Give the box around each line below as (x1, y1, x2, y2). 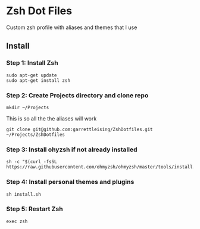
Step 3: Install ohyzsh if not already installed (6, 145, 137, 154)
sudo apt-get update (6, 72, 58, 78)
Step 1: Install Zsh (6, 59, 58, 67)
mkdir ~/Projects (6, 104, 49, 110)
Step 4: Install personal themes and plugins (6, 178, 135, 186)
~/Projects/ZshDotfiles (6, 132, 65, 138)
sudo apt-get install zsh (6, 77, 70, 84)
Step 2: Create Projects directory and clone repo (6, 91, 149, 99)
